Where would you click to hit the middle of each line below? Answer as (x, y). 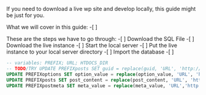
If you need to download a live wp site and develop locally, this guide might (101, 9)
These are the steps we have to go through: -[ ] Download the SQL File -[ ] (100, 39)
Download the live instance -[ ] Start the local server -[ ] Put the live (92, 45)
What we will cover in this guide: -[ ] (52, 27)
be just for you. (25, 15)
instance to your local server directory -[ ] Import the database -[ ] (90, 52)
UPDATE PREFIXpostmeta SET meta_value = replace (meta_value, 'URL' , (96, 86)
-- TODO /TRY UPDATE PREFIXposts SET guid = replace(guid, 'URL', (91, 69)
